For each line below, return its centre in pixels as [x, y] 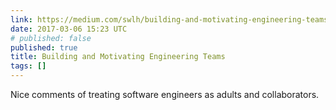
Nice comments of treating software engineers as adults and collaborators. [165, 94]
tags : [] [28, 66]
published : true [44, 47]
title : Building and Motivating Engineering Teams [118, 57]
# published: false [51, 38]
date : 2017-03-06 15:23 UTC [69, 29]
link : [21, 19]
